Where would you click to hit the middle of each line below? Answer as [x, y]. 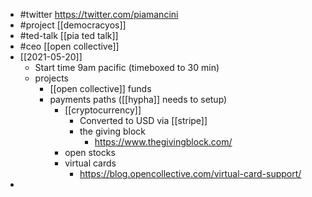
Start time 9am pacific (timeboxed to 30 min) [127, 67]
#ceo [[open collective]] [69, 46]
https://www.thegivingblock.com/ [163, 142]
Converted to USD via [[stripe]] [143, 120]
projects [51, 78]
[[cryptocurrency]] [103, 110]
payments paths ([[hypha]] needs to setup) [138, 99]
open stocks [90, 152]
